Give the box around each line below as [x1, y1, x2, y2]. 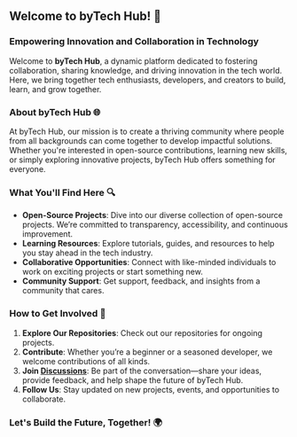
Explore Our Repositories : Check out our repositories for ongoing [21, 327, 263, 338]
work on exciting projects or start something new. [21, 267, 204, 277]
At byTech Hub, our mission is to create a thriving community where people [9, 126, 285, 137]
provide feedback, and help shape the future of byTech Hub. [21, 374, 244, 386]
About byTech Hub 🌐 [9, 105, 101, 118]
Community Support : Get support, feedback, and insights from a [21, 276, 261, 286]
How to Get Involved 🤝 [9, 308, 106, 320]
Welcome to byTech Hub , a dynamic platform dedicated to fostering [9, 55, 258, 66]
